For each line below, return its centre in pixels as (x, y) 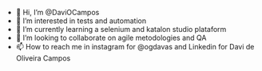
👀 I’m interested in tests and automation (81, 21)
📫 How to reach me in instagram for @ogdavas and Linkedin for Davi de (135, 47)
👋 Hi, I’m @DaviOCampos (58, 12)
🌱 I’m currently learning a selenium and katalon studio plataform (121, 29)
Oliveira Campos (43, 58)
